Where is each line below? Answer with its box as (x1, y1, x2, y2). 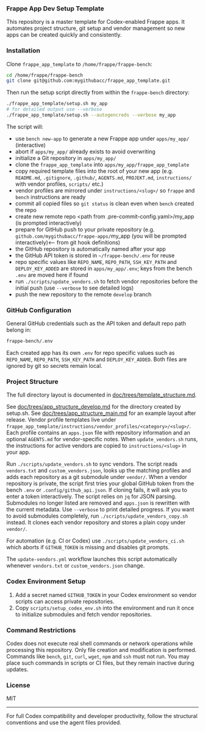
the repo (15, 206, 37, 213)
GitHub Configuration (6, 306, 71, 314)
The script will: (6, 123, 44, 130)
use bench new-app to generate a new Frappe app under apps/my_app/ (15, 134, 190, 142)
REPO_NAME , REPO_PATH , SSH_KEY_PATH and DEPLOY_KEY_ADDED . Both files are (6, 356, 187, 363)
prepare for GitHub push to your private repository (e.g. (15, 225, 155, 233)
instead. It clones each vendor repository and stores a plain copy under (6, 519, 186, 526)
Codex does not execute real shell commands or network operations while (6, 640, 193, 647)
